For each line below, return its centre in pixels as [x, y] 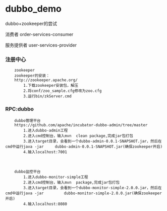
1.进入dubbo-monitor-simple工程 [56, 177]
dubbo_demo [33, 9]
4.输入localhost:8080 [45, 204]
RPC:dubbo [20, 109]
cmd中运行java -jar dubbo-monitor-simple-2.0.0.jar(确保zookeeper [84, 193]
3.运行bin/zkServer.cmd [47, 96]
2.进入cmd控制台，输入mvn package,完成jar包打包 [72, 182]
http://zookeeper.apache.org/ [46, 80]
